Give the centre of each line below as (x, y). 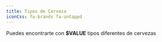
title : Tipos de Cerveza (36, 11)
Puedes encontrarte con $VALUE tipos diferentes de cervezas (81, 33)
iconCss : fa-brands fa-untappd (44, 17)
